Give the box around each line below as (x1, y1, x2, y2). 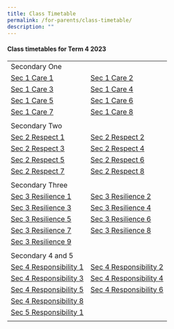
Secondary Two (10, 121, 63, 130)
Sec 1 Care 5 (10, 95, 54, 105)
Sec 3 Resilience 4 (90, 203, 152, 213)
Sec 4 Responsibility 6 (90, 284, 164, 294)
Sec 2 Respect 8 (90, 166, 145, 176)
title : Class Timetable (7, 10, 77, 17)
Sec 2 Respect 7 (10, 166, 65, 176)
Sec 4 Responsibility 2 (90, 262, 164, 272)
